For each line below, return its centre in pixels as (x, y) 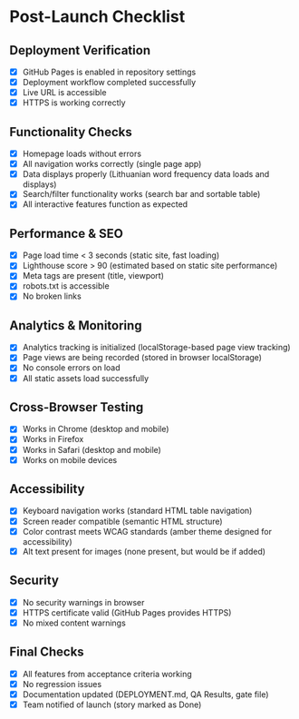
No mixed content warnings (74, 623)
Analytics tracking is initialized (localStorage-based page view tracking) (157, 348)
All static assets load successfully (86, 378)
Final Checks (47, 652)
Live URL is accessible (64, 93)
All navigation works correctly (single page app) (112, 164)
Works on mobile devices (70, 459)
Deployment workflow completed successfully (109, 83)
